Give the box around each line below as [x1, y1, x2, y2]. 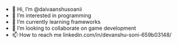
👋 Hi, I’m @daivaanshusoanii [11, 6, 82, 12]
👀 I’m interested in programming [11, 12, 92, 19]
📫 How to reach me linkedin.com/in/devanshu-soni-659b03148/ [11, 32, 172, 38]
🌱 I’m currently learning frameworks [11, 18, 101, 25]
